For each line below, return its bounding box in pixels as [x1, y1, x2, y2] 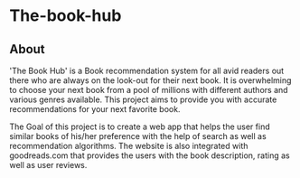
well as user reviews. [9, 160, 88, 170]
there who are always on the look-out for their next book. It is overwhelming [9, 75, 292, 86]
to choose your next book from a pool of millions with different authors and [9, 85, 288, 95]
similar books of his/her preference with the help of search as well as [9, 131, 267, 141]
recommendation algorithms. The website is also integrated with [9, 141, 248, 151]
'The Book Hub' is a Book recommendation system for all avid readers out [9, 65, 285, 76]
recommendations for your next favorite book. [9, 104, 181, 114]
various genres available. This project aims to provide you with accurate [9, 94, 277, 105]
